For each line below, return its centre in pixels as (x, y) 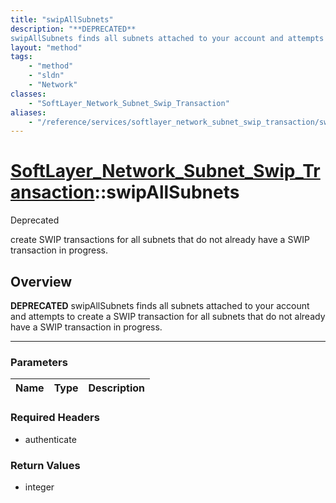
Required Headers (55, 418)
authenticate (50, 439)
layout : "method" (46, 47)
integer (39, 487)
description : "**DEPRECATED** (73, 29)
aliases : (28, 112)
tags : (21, 57)
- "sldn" (46, 76)
